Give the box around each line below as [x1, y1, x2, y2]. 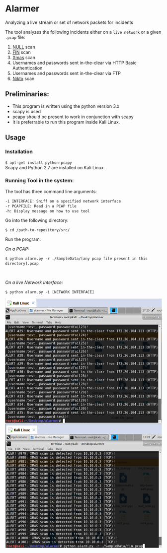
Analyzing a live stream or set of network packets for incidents [5, 19, 133, 25]
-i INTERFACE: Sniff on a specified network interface [5, 199, 121, 204]
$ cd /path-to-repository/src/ [5, 227, 70, 232]
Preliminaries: [5, 90, 50, 98]
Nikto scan [12, 75, 35, 81]
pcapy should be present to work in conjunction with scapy [12, 114, 134, 120]
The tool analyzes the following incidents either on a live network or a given [5, 29, 162, 35]
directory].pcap [5, 261, 39, 266]
